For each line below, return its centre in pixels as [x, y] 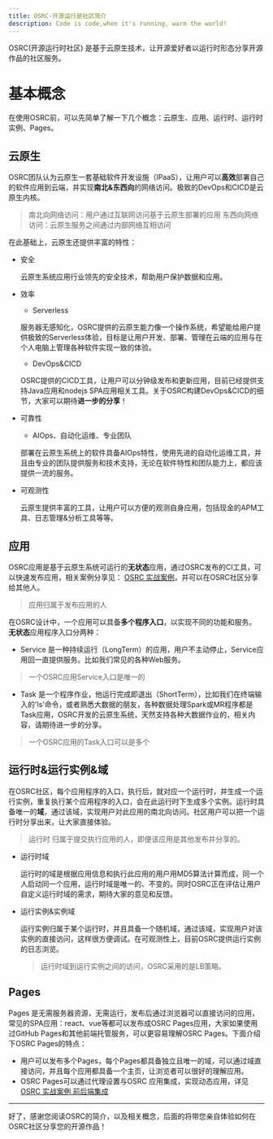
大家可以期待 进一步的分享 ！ [81, 401]
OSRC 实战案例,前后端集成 [64, 1091]
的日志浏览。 [41, 949]
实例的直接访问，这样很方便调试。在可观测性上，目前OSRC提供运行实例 [141, 938]
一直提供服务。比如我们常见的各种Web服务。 [110, 660]
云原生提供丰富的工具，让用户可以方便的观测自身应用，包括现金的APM [139, 508]
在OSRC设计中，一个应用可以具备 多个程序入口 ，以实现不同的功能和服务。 [132, 622]
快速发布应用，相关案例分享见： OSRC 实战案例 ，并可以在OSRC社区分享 [136, 578]
